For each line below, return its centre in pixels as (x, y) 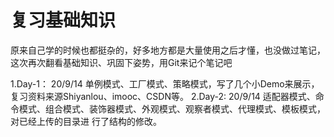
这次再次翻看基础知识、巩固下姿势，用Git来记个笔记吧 (121, 62)
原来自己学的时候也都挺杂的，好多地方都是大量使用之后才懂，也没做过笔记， (168, 50)
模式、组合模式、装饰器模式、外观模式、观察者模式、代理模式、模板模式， (172, 108)
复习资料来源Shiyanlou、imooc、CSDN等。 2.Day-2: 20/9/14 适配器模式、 (163, 96)
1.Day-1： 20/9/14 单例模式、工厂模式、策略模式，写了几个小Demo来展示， (165, 83)
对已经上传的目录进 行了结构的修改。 (86, 121)
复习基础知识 (63, 20)
